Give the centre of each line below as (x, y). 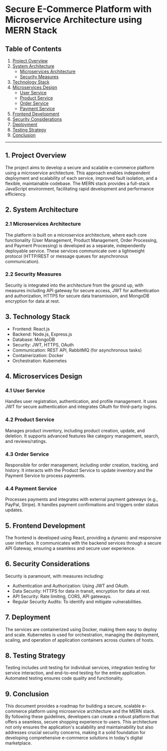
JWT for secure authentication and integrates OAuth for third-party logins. (81, 407)
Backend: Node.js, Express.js (42, 334)
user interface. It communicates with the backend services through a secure (83, 543)
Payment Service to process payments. (45, 475)
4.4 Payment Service (31, 488)
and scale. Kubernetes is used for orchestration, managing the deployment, (83, 635)
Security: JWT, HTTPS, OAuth (43, 345)
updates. (14, 510)
